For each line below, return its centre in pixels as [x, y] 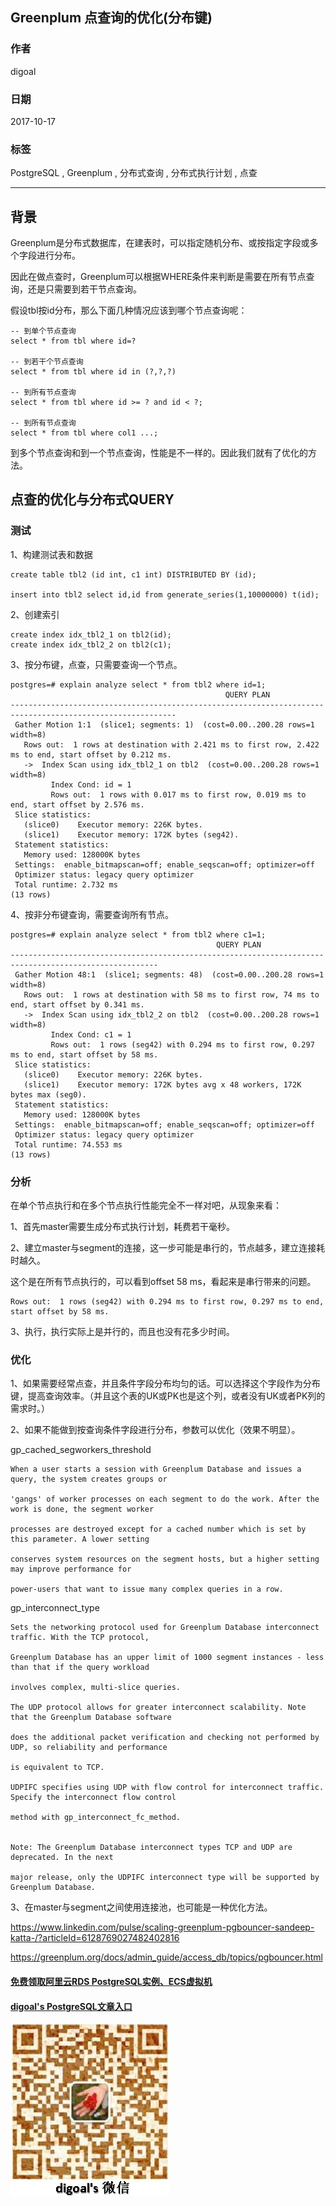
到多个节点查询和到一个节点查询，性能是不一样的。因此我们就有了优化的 [159, 453]
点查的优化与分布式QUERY [92, 499]
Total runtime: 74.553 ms [68, 1144]
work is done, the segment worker [82, 1509]
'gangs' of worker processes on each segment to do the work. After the [165, 1499]
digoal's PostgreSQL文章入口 [71, 2006]
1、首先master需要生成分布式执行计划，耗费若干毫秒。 [123, 1227]
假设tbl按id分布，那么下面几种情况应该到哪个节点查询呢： [129, 310]
